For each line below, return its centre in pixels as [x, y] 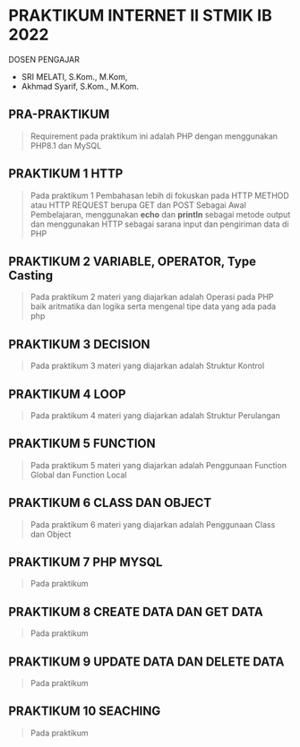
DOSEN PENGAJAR [44, 59]
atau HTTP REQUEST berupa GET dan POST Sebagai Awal [138, 205]
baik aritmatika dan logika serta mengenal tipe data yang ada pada [153, 306]
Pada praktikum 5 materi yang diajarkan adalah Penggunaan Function [159, 465]
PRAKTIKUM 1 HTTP [66, 174]
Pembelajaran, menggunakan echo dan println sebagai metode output [160, 214]
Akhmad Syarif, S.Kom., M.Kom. [80, 86]
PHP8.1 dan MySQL [66, 145]
